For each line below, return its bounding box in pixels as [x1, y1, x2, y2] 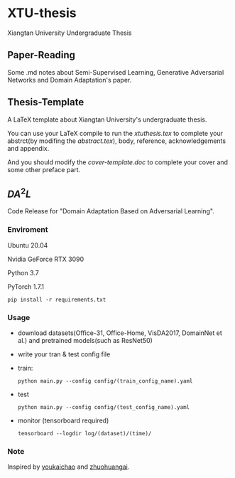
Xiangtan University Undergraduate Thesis [7, 28, 133, 37]
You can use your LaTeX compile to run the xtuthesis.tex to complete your [7, 129, 224, 137]
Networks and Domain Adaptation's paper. [7, 75, 132, 84]
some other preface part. [7, 165, 81, 174]
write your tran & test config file [17, 350, 111, 358]
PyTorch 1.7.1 [7, 282, 45, 291]
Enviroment [7, 225, 48, 235]
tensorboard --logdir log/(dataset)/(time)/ [17, 430, 152, 437]
